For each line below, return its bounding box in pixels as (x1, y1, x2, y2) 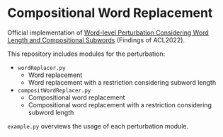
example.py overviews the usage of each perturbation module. (7, 121, 189, 130)
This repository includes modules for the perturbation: (7, 49, 166, 58)
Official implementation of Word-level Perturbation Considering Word (7, 28, 209, 37)
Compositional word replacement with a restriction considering (28, 100, 212, 109)
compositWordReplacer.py (17, 87, 91, 94)
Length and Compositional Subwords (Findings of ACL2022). (7, 35, 185, 44)
